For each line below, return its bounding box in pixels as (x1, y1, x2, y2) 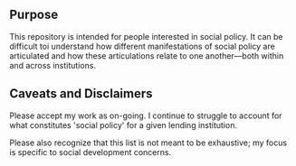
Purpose (9, 7, 59, 23)
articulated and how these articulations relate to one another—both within (9, 50, 284, 61)
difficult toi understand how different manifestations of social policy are (9, 41, 276, 51)
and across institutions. (9, 60, 97, 70)
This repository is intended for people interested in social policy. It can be (9, 31, 283, 41)
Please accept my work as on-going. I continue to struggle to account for (9, 110, 282, 121)
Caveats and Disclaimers (9, 86, 153, 102)
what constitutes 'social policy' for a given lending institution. (9, 119, 238, 130)
